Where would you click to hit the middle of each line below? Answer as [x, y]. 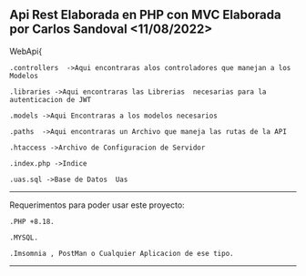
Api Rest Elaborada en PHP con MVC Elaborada [145, 15]
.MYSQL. [24, 237]
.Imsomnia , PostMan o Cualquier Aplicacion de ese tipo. [122, 253]
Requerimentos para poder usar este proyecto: [97, 205]
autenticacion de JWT [51, 99]
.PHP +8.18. [32, 221]
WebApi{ [26, 51]
